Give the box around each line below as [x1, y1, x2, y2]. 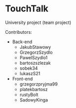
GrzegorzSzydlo [19, 49, 53, 55]
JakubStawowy [19, 44, 51, 50]
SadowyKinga [19, 97, 48, 103]
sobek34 [19, 65, 38, 71]
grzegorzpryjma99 [19, 81, 58, 87]
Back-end [12, 38, 33, 45]
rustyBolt [19, 92, 38, 98]
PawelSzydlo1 [19, 54, 48, 60]
